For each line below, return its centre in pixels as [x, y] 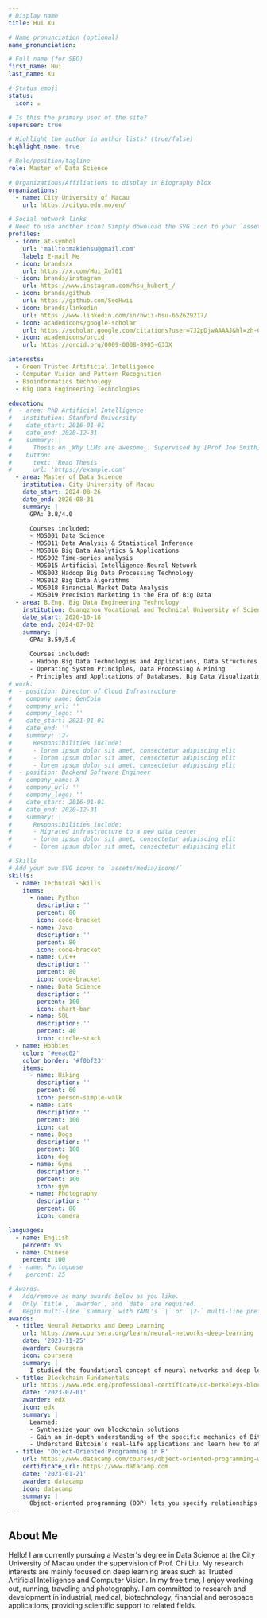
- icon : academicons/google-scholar [76, 323]
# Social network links [48, 220]
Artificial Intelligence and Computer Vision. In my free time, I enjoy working [131, 1580]
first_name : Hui [35, 67]
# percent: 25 [37, 1275]
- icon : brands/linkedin [56, 308]
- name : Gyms [51, 1164]
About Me [33, 1536]
